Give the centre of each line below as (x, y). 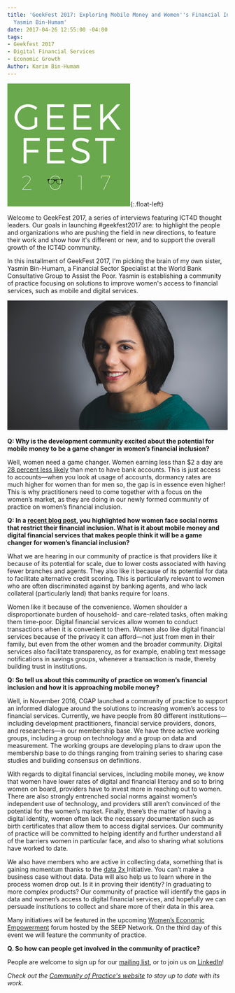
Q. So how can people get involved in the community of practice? (104, 949)
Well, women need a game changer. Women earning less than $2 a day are (115, 463)
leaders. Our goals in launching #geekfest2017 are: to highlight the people (114, 225)
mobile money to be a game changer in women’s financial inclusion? (108, 449)
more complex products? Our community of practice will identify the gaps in (117, 892)
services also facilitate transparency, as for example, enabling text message (116, 652)
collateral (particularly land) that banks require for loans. (88, 593)
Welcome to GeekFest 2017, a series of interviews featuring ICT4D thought (114, 218)
